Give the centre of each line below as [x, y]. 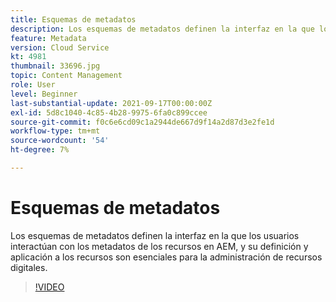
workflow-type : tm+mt [55, 131]
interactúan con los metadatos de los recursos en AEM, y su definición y [159, 246]
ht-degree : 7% [40, 150]
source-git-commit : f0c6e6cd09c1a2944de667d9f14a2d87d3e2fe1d [142, 122]
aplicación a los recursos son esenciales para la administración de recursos [166, 257]
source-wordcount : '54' [60, 141]
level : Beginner [44, 94]
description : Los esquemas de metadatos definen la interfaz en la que [162, 29]
